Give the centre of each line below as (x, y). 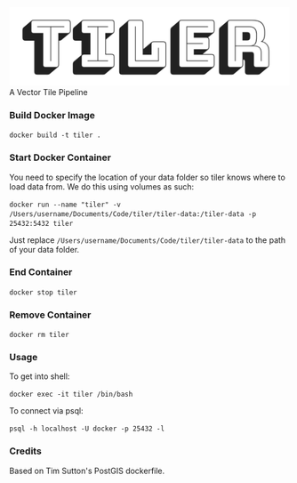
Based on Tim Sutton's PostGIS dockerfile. (87, 471)
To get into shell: (40, 376)
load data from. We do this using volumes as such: (102, 186)
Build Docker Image (52, 115)
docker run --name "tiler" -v (65, 205)
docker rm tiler (39, 335)
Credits (25, 451)
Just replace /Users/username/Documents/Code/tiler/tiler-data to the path (148, 240)
